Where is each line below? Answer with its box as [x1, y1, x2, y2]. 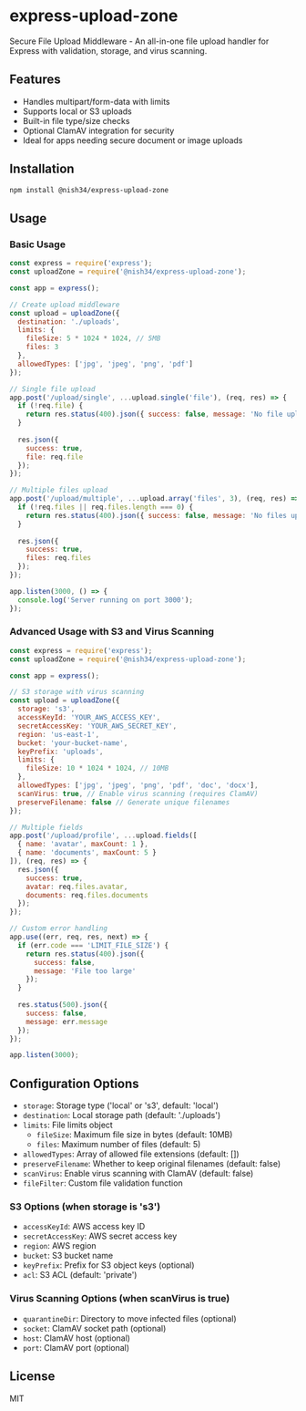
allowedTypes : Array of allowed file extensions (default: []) [22, 1148, 240, 1159]
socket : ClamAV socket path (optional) [22, 1323, 167, 1333]
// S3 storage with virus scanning [9, 688, 145, 697]
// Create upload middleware [9, 300, 120, 309]
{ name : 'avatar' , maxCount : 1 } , [17, 840, 148, 849]
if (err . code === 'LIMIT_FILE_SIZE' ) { [17, 940, 169, 949]
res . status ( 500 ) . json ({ [17, 1001, 107, 1010]
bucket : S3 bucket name [22, 1250, 114, 1261]
